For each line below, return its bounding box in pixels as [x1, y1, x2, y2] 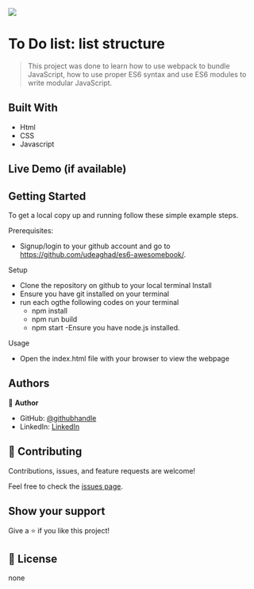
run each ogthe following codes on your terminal [19, 297, 179, 306]
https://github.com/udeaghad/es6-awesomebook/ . [19, 249, 187, 259]
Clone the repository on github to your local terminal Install [19, 280, 212, 290]
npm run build [31, 314, 78, 324]
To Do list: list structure [8, 35, 165, 53]
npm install [31, 306, 67, 315]
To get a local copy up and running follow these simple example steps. [8, 210, 239, 220]
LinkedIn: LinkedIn [19, 422, 80, 431]
